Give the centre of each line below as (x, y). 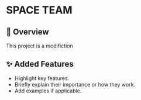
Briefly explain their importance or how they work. (75, 84)
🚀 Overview (27, 32)
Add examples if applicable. (48, 91)
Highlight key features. (42, 78)
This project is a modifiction (39, 46)
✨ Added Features (40, 64)
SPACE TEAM (39, 10)
